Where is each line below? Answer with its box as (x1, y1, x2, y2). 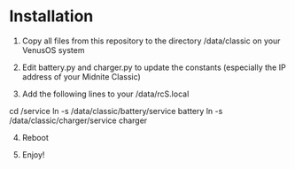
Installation (9, 6, 94, 27)
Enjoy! (21, 149, 45, 160)
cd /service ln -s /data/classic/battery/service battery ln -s (9, 105, 223, 116)
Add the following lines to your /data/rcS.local (21, 88, 190, 99)
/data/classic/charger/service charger (9, 115, 148, 126)
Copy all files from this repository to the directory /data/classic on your (21, 35, 281, 46)
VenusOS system (21, 44, 85, 55)
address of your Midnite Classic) (21, 71, 142, 81)
